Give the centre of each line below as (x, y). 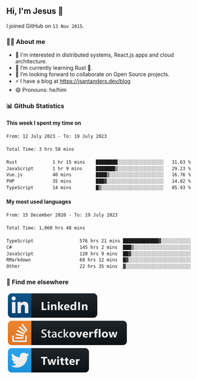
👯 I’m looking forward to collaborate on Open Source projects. (92, 74)
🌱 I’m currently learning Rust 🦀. (54, 68)
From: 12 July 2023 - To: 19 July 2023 (57, 137)
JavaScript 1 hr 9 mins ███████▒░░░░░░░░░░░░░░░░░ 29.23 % (98, 169)
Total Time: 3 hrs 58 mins (40, 149)
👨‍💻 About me (26, 41)
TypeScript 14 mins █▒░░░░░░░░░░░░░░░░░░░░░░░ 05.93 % (98, 188)
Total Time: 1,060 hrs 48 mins (46, 228)
